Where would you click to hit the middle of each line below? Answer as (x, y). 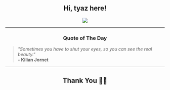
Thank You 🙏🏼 (85, 80)
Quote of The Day (85, 38)
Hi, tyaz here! (85, 8)
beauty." (26, 55)
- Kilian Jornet (33, 60)
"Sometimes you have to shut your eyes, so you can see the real (85, 49)
